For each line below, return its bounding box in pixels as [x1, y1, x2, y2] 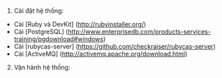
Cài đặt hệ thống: [13, 7, 64, 15]
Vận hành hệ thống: [13, 63, 71, 71]
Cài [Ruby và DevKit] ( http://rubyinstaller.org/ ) [13, 20, 147, 28]
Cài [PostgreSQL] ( [13, 28, 68, 36]
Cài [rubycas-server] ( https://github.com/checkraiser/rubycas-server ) [13, 42, 216, 50]
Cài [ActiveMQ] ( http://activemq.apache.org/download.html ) [13, 49, 188, 58]
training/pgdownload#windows [13, 35, 103, 43]
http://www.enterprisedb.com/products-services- [67, 28, 212, 36]
